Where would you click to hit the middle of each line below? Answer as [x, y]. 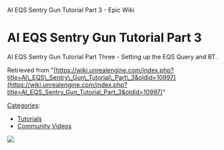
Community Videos [44, 126]
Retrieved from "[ [32, 70]
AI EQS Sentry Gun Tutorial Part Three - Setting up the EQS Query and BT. [112, 56]
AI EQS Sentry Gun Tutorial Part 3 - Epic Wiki [71, 10]
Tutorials [30, 118]
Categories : [24, 105]
